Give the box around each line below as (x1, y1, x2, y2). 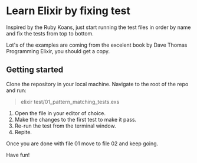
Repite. (14, 128, 32, 135)
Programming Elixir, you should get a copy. (6, 47, 110, 54)
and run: (6, 87, 27, 94)
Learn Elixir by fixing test (6, 4, 131, 18)
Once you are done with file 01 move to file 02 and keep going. (6, 140, 159, 147)
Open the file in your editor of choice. (14, 109, 106, 116)
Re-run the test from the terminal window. (14, 122, 116, 129)
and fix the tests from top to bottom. (6, 30, 94, 37)
